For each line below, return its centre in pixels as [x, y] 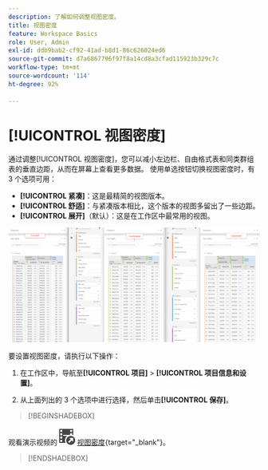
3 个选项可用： [33, 179]
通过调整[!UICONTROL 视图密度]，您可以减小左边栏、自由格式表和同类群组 [131, 159]
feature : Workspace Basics [53, 34]
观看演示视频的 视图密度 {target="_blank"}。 [89, 442]
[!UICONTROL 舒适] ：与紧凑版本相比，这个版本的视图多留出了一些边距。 [140, 206]
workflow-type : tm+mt [44, 68]
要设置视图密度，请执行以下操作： [64, 356]
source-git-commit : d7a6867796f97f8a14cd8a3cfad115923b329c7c [114, 59]
